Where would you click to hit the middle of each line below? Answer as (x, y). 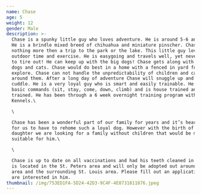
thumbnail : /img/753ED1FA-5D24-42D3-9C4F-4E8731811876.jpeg (83, 183)
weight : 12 (20, 23)
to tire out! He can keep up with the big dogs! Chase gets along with (103, 62)
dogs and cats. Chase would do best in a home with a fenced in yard (100, 67)
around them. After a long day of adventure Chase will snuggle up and (103, 78)
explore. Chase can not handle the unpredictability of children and (100, 73)
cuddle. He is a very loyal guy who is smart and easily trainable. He (103, 84)
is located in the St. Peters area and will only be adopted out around (104, 166)
